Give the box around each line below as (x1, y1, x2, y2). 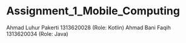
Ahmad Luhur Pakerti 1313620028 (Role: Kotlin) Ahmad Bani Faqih (6, 24, 171, 31)
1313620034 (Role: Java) (6, 30, 68, 37)
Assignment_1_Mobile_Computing (6, 4, 181, 18)
